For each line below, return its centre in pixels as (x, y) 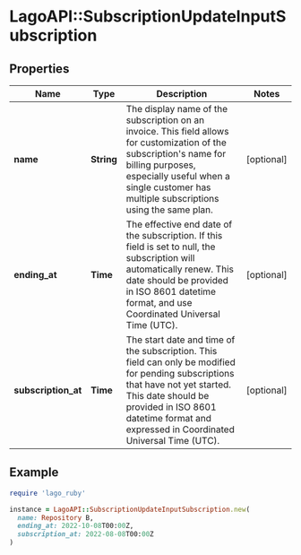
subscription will (160, 258)
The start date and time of (181, 340)
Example (34, 473)
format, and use (159, 303)
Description (182, 94)
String (104, 159)
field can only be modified (181, 362)
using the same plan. (169, 210)
